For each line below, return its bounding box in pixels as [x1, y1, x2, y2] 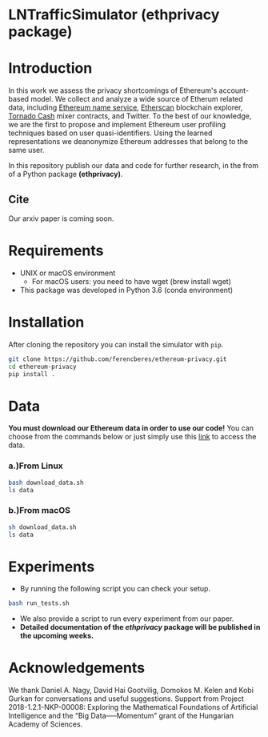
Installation [8, 314, 85, 331]
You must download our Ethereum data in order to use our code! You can [8, 423, 254, 433]
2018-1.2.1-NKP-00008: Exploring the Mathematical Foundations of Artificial [8, 703, 258, 712]
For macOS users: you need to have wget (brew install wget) [31, 276, 232, 286]
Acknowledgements [8, 659, 146, 677]
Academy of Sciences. [8, 719, 83, 729]
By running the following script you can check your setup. [19, 584, 210, 594]
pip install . [8, 370, 56, 378]
